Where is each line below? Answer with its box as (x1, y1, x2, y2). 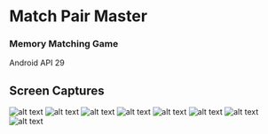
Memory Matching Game (9, 38, 119, 50)
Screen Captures (9, 83, 105, 98)
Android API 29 (9, 57, 65, 68)
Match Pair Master (9, 6, 148, 26)
